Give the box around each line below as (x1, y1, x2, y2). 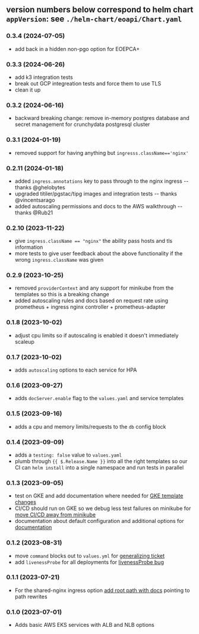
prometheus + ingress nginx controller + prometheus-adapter (14, 303, 166, 310)
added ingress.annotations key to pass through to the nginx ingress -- (14, 177, 189, 185)
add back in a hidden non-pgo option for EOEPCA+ (14, 45, 140, 52)
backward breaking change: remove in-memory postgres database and (14, 115, 190, 122)
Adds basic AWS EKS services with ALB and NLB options (14, 622, 154, 629)
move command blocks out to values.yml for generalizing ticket (14, 552, 165, 559)
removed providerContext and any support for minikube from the (14, 284, 174, 291)
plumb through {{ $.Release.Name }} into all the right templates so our (14, 457, 188, 465)
